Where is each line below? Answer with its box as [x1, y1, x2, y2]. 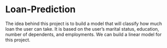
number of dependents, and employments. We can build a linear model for [5, 31, 162, 37]
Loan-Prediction [5, 4, 76, 15]
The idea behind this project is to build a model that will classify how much [5, 20, 162, 27]
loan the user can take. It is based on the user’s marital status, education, [5, 26, 159, 32]
